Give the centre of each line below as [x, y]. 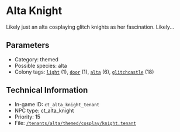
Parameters [28, 45]
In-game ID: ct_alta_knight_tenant [57, 104]
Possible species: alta [41, 65]
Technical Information [47, 90]
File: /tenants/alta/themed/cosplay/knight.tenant [75, 123]
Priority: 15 [27, 117]
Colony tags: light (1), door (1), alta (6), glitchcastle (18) [84, 72]
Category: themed [36, 59]
